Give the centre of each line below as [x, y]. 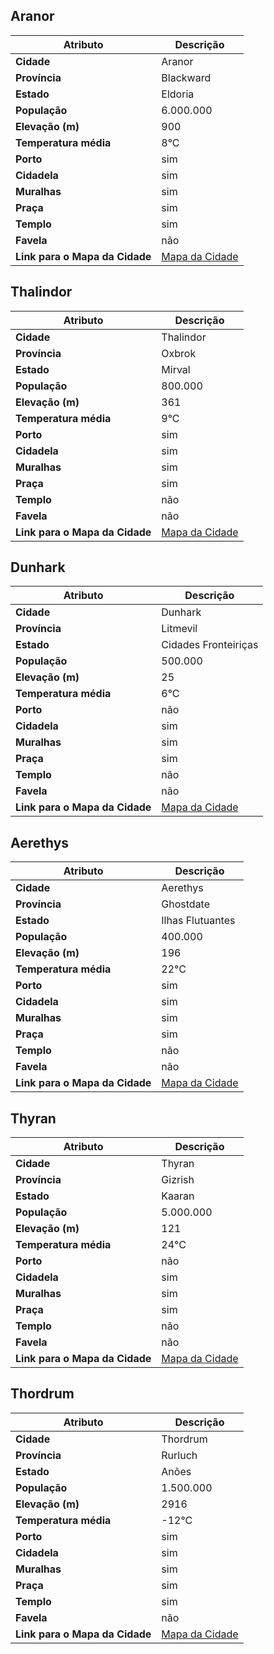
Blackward [186, 77]
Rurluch [179, 1455]
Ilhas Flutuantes [198, 921]
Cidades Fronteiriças [210, 645]
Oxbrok [179, 353]
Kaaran [178, 1196]
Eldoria [178, 94]
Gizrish [178, 1180]
